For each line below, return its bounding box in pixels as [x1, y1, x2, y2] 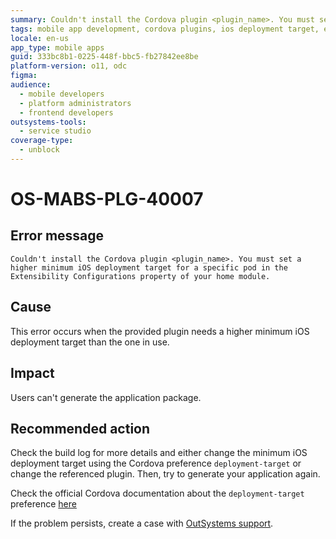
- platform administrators [19, 98, 132, 108]
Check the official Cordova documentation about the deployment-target [10, 487, 305, 500]
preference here [10, 498, 77, 510]
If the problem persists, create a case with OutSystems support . [10, 517, 274, 530]
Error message [10, 227, 105, 245]
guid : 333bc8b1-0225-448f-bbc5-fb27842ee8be [10, 52, 199, 62]
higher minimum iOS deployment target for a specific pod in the [10, 262, 288, 273]
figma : [10, 71, 38, 81]
